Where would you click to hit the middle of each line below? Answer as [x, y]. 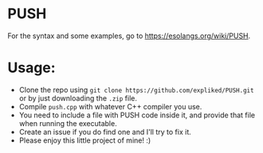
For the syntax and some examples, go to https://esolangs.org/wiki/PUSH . [129, 36]
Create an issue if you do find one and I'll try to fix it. [105, 132]
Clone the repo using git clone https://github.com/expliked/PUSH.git [136, 90]
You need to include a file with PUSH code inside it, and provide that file [137, 115]
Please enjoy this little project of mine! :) [85, 140]
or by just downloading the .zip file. [78, 98]
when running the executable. [68, 123]
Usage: [32, 68]
